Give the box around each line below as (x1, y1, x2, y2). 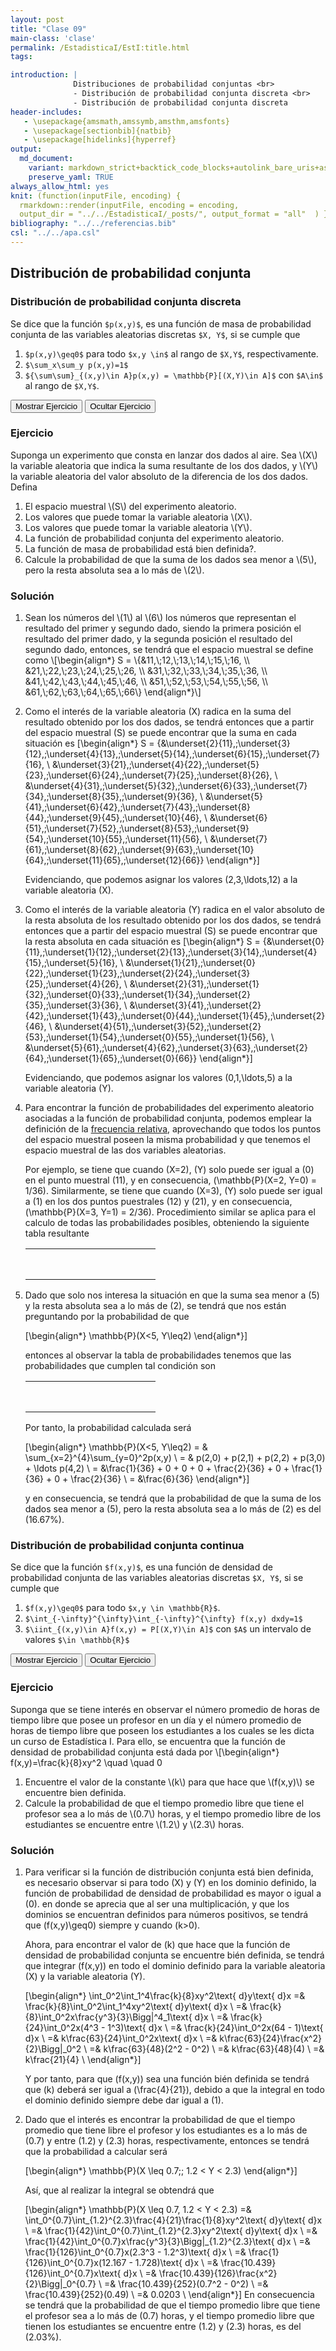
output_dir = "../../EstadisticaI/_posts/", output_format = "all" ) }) (19, 209, 333, 220)
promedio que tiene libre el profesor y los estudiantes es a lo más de (24, 2124, 308, 2136)
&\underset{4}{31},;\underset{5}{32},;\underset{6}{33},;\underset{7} (24, 780, 308, 792)
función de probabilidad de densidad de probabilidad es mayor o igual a (24, 1887, 322, 1900)
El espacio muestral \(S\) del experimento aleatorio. (24, 500, 237, 512)
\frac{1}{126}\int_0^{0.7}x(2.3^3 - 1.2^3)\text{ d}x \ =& (24, 2246, 247, 2258)
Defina (10, 481, 38, 493)
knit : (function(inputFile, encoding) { (10, 191, 182, 201)
